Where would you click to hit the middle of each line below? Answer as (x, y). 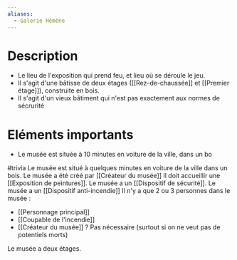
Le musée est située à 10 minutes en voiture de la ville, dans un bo (115, 155)
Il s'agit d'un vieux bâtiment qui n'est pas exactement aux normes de (119, 98)
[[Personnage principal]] (54, 212)
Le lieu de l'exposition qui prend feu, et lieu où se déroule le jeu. (111, 76)
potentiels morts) (43, 235)
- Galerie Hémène (39, 21)
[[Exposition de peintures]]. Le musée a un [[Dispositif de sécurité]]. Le (111, 183)
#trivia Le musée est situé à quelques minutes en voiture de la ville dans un (117, 168)
